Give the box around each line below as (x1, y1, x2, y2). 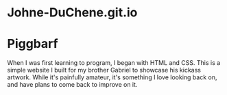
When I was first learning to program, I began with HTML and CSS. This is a (7, 59, 221, 67)
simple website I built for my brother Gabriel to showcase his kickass (7, 66, 201, 74)
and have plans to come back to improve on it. (7, 81, 138, 89)
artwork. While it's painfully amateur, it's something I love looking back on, (7, 73, 217, 81)
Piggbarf (7, 36, 58, 52)
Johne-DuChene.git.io (7, 5, 138, 21)
